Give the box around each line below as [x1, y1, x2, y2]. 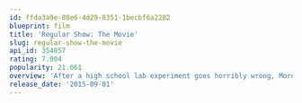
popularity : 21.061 [9, 64, 83, 73]
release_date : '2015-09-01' [9, 80, 115, 89]
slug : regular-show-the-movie [9, 38, 123, 47]
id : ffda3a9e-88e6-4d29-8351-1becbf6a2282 [9, 13, 171, 22]
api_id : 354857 [9, 47, 67, 56]
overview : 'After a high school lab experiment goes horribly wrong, [9, 72, 276, 81]
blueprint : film [9, 21, 70, 30]
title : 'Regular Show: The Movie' [9, 30, 139, 39]
